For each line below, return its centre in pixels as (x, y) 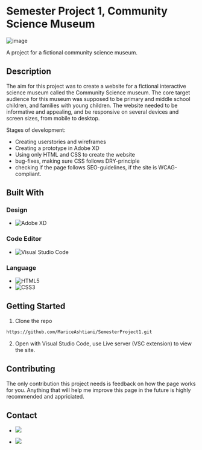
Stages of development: (36, 130)
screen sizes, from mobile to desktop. (53, 118)
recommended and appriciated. (45, 396)
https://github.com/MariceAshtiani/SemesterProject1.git (79, 332)
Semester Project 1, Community (87, 11)
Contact (22, 415)
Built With (25, 193)
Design (17, 210)
